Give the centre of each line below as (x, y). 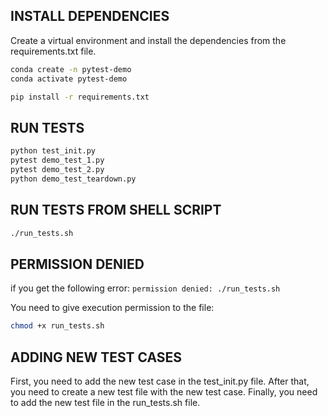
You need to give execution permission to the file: (112, 308)
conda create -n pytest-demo (71, 69)
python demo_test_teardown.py (73, 179)
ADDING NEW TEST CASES (96, 357)
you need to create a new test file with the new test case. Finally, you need (164, 391)
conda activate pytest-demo (69, 79)
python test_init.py (53, 151)
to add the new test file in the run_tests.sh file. (105, 402)
